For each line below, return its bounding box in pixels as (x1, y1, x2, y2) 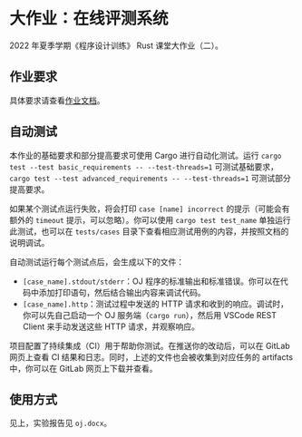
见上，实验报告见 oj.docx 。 (9, 418, 112, 429)
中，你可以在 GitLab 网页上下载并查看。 (9, 363, 158, 374)
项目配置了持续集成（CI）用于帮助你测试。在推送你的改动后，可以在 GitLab (9, 340, 290, 351)
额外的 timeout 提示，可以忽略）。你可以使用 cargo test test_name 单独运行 (9, 214, 292, 225)
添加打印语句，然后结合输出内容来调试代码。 (38, 286, 206, 297)
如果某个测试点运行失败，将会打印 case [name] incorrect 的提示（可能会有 (9, 203, 290, 214)
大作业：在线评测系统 (9, 8, 170, 29)
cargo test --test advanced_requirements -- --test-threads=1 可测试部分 (9, 172, 292, 183)
